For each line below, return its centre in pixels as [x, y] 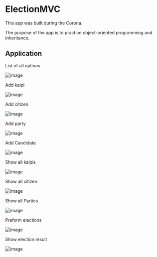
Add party [15, 124]
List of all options [23, 65]
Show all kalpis [20, 162]
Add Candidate [21, 142]
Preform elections [23, 220]
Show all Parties [22, 201]
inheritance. [17, 38]
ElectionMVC [33, 9]
